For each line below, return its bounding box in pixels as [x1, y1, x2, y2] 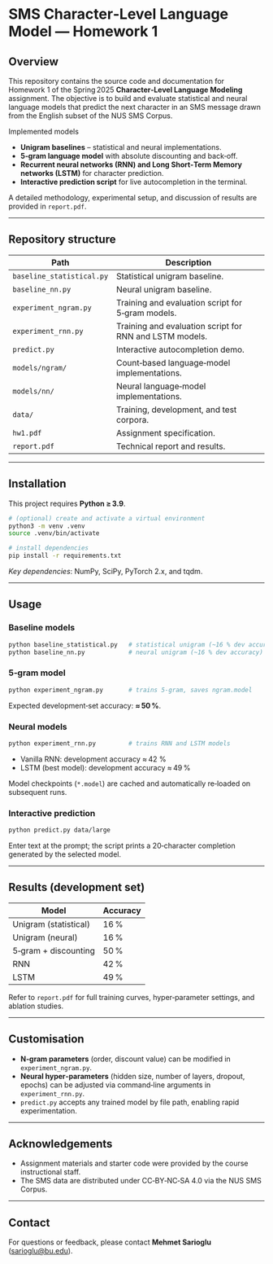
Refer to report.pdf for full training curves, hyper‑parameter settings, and [8, 992, 255, 1002]
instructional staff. [19, 1167, 81, 1177]
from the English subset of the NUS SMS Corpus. [8, 111, 173, 121]
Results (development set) [8, 880, 145, 894]
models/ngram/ [12, 363, 67, 372]
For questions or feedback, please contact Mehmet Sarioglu [8, 1237, 211, 1247]
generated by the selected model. [8, 849, 122, 859]
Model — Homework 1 [8, 22, 158, 41]
